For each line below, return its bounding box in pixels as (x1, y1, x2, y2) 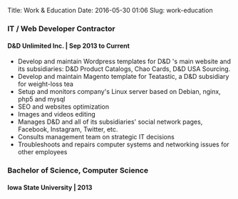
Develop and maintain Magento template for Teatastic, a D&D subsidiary (17, 72, 229, 81)
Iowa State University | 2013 (7, 183, 93, 191)
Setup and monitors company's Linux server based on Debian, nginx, (17, 87, 221, 96)
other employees (17, 148, 68, 156)
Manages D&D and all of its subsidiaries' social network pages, (17, 117, 203, 127)
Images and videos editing (17, 110, 96, 119)
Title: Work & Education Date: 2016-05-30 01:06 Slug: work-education (7, 6, 213, 14)
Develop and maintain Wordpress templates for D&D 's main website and (17, 57, 232, 66)
